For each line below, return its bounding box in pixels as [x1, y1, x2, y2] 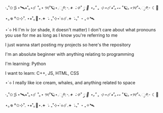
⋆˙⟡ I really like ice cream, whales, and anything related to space [5, 80, 135, 86]
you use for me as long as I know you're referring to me [5, 32, 118, 38]
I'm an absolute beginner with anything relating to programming [5, 51, 134, 57]
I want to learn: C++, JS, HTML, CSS [5, 70, 79, 76]
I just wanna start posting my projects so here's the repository [5, 42, 131, 47]
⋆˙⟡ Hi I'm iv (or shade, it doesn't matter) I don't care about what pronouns [5, 27, 156, 32]
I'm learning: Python [5, 61, 46, 67]
